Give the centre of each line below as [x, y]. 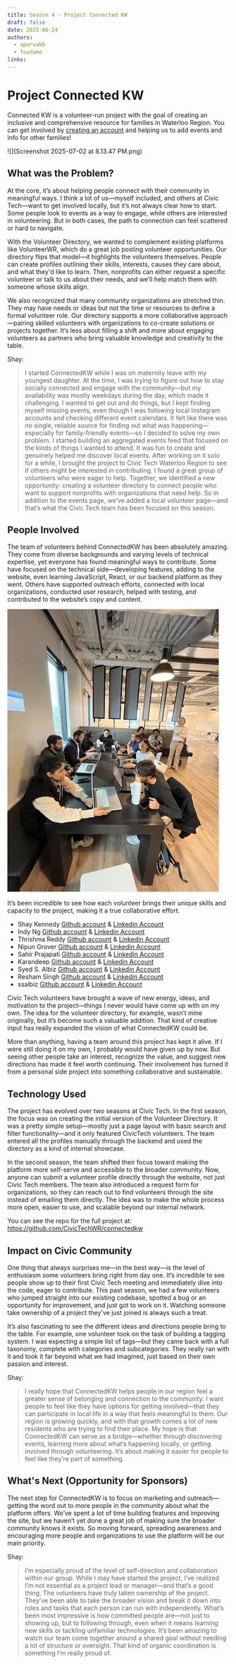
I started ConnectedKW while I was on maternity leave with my [116, 373]
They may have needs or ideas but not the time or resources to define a [111, 308]
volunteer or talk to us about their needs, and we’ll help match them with [112, 279]
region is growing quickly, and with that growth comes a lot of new [121, 1421]
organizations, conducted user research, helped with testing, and [102, 592]
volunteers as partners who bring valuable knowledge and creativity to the [115, 338]
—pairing [20, 323]
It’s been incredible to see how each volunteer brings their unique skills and [117, 903]
